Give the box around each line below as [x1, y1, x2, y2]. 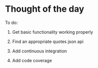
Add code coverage [12, 57, 52, 63]
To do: [5, 20, 18, 25]
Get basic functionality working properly [12, 29, 94, 35]
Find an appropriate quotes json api [12, 38, 84, 45]
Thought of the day [5, 3, 84, 15]
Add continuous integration [12, 48, 67, 54]
